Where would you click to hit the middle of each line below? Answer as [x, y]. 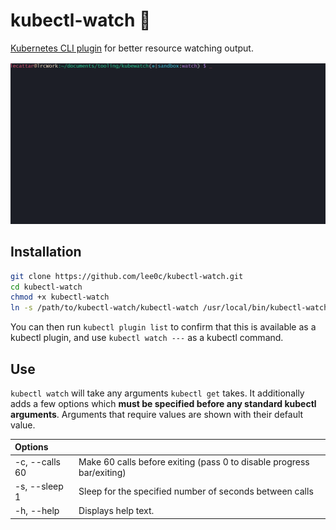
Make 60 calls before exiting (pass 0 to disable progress [194, 461]
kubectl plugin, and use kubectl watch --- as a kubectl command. [147, 338]
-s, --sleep [39, 486]
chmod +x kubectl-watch [60, 297]
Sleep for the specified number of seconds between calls [196, 491]
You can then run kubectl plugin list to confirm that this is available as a [163, 327]
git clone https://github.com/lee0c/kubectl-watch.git [127, 276]
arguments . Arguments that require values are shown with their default [157, 414]
